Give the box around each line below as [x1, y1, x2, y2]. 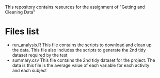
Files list [5, 26, 39, 37]
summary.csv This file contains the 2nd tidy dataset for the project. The [12, 57, 155, 63]
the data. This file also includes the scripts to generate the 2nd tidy [12, 47, 146, 52]
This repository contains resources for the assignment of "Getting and [5, 4, 145, 10]
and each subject [12, 67, 47, 73]
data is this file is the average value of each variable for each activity [12, 62, 150, 68]
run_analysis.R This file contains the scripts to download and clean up [12, 42, 152, 48]
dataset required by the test [12, 52, 68, 58]
